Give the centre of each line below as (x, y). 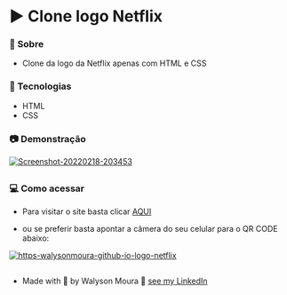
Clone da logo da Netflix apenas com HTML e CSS (114, 63)
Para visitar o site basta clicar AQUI (87, 211)
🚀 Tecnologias (40, 86)
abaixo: (36, 238)
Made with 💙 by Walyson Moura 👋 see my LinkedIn (115, 281)
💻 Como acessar (47, 188)
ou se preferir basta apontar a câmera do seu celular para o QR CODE (150, 228)
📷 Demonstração (48, 139)
